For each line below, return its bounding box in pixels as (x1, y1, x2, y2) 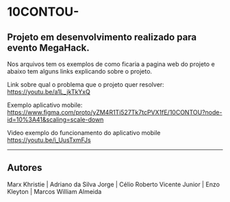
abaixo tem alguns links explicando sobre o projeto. (7, 68, 153, 75)
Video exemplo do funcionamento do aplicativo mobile (7, 129, 161, 136)
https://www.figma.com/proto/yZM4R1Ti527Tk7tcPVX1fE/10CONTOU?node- (7, 109, 222, 116)
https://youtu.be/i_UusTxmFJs (7, 136, 91, 144)
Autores (7, 162, 42, 174)
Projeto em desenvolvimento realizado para (7, 31, 197, 43)
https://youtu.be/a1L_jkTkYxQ (7, 88, 90, 96)
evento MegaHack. (7, 42, 90, 53)
